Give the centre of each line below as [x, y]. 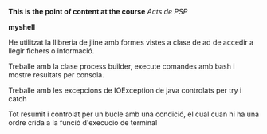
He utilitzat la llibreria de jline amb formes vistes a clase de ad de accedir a [131, 42]
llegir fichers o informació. [51, 51]
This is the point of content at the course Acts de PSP [98, 12]
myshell [22, 27]
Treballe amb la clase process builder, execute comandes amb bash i [122, 66]
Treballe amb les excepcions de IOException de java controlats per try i [125, 90]
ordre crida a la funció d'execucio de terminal [83, 122]
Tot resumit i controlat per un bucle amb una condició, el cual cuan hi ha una [134, 114]
